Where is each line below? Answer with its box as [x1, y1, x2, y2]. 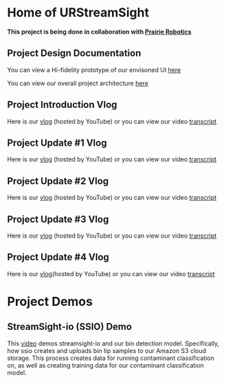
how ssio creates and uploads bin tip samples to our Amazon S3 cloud [7, 346, 207, 355]
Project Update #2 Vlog [7, 175, 109, 187]
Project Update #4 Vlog [7, 251, 110, 263]
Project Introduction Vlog [7, 99, 117, 111]
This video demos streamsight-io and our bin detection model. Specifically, [7, 339, 220, 348]
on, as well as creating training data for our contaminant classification [7, 361, 205, 369]
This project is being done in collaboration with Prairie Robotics [7, 27, 192, 36]
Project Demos [7, 294, 93, 309]
